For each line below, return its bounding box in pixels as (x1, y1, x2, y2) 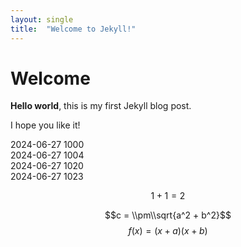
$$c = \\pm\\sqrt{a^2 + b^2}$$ (104, 209, 232, 221)
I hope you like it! (10, 119, 81, 131)
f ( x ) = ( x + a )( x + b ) (128, 225, 208, 237)
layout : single (10, 14, 74, 25)
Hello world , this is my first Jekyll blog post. (10, 100, 192, 112)
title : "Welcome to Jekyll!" (10, 24, 137, 34)
